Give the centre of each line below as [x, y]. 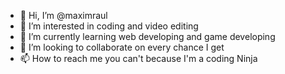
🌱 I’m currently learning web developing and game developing [147, 36]
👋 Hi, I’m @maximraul [63, 15]
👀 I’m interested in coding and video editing [109, 26]
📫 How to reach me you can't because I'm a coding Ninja [138, 58]
